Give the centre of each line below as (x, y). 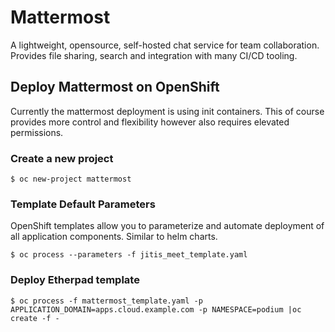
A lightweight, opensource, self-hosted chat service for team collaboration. (165, 45)
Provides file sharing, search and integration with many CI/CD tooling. (154, 55)
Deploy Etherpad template (75, 280)
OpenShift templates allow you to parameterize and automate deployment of (167, 226)
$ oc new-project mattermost (71, 179)
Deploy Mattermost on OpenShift (115, 87)
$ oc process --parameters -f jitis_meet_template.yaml (129, 255)
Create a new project (62, 158)
